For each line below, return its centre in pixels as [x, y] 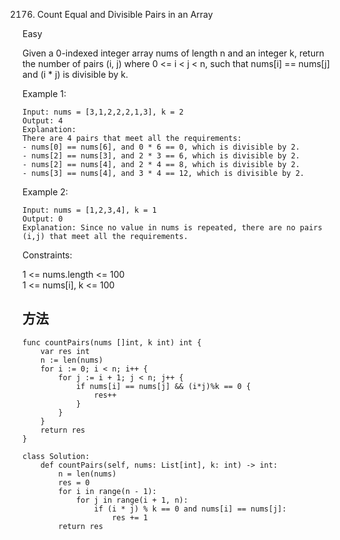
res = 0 [74, 482]
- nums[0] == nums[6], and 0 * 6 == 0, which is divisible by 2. [161, 147]
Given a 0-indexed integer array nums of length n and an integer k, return [173, 53]
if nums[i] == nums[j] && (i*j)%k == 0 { [163, 386]
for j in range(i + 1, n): [132, 500]
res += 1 [130, 517]
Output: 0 [43, 219]
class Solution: [56, 456]
